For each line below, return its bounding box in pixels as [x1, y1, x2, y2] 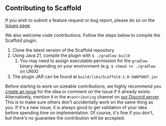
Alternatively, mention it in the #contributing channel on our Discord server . [5, 94, 160, 100]
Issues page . [5, 22, 31, 28]
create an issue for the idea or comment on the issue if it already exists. [5, 88, 151, 94]
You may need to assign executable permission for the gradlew [19, 57, 148, 64]
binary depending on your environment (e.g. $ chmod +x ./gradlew [19, 63, 156, 69]
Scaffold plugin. [5, 37, 38, 43]
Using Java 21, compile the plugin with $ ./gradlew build [12, 52, 130, 58]
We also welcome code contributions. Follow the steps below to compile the [5, 32, 161, 38]
